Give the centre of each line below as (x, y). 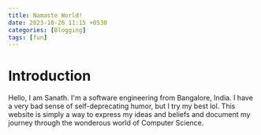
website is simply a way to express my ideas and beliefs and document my (129, 115)
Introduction (50, 76)
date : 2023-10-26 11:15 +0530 (58, 23)
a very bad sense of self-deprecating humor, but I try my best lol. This (122, 106)
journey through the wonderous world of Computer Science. (106, 123)
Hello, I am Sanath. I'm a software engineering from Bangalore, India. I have (131, 98)
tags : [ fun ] (28, 37)
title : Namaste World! (45, 15)
